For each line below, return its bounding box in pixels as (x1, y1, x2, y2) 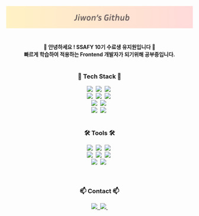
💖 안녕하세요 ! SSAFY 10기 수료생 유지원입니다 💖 (43, 43, 156, 50)
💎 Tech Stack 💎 (78, 72, 121, 80)
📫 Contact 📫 (79, 187, 120, 195)
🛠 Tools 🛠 (84, 128, 115, 137)
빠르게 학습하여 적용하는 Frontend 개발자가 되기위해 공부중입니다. (23, 50, 176, 58)
